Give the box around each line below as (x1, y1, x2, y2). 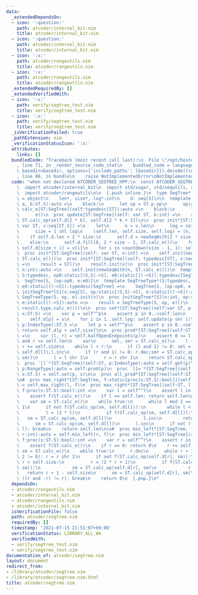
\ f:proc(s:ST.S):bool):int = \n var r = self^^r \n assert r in (16, 437, 192, 443)
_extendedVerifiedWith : (11, 91, 70, 97)
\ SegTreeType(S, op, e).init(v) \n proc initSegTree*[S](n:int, (16, 294, 181, 300)
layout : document (6, 558, 49, 564)
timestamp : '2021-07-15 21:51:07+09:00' (11, 525, 112, 531)
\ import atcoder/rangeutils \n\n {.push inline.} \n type (16, 190, 167, 196)
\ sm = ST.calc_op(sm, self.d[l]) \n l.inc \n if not (16, 421, 186, 427)
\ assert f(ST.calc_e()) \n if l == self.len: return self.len (16, 394, 189, 399)
